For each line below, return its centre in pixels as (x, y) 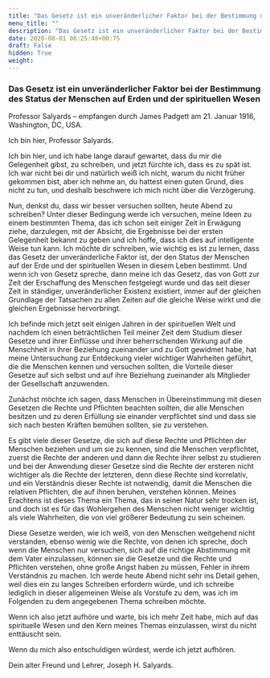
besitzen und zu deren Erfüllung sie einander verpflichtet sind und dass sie (133, 417)
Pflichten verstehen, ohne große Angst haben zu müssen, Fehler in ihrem (129, 567)
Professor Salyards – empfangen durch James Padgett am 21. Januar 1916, (132, 117)
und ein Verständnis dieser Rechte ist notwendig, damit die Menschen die (130, 483)
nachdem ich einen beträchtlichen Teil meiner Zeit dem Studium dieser (125, 333)
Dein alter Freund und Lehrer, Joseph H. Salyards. (91, 665)
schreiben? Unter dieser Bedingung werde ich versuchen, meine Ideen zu (130, 215)
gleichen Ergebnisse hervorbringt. (65, 308)
